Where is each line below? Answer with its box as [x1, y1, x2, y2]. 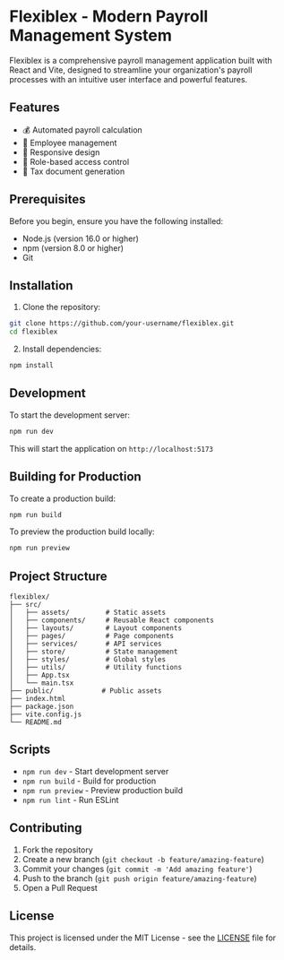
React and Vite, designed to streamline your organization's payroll [9, 65, 253, 75]
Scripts [9, 742, 51, 757]
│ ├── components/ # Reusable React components [9, 616, 215, 625]
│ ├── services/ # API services [9, 639, 163, 649]
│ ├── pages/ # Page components [9, 632, 175, 641]
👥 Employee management [22, 137, 117, 148]
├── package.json [9, 702, 74, 712]
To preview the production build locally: [9, 526, 155, 537]
